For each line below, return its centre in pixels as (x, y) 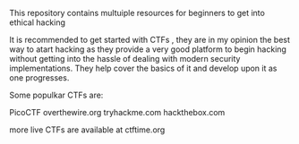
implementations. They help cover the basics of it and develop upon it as (143, 68)
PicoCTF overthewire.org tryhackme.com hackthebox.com (117, 112)
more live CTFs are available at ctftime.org (87, 130)
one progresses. (39, 78)
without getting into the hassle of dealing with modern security (125, 59)
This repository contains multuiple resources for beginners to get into (137, 13)
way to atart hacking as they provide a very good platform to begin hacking (148, 49)
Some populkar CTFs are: (56, 95)
